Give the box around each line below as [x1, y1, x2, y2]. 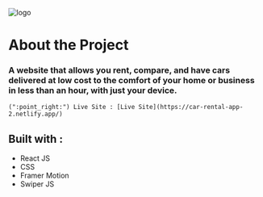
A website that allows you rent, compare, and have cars [8, 65, 231, 76]
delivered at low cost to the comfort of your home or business [8, 75, 256, 86]
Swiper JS [19, 179, 55, 189]
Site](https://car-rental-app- [138, 103, 244, 111]
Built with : [8, 132, 63, 145]
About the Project [8, 36, 129, 54]
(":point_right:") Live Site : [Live [8, 103, 136, 111]
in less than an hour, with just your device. [8, 85, 177, 96]
